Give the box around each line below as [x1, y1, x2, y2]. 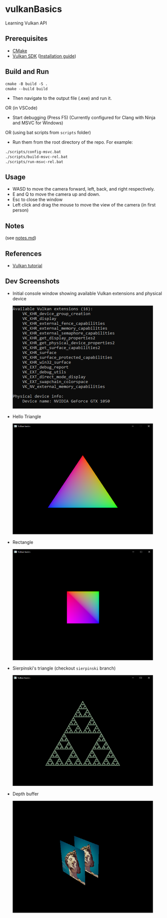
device [12, 295, 26, 301]
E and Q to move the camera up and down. [12, 191, 101, 198]
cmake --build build [5, 86, 48, 91]
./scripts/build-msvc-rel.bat [5, 154, 68, 159]
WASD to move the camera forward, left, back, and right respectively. [12, 186, 155, 192]
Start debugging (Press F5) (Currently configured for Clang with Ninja [12, 114, 156, 120]
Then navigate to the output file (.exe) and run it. [12, 95, 112, 101]
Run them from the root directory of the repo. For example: [12, 139, 133, 145]
